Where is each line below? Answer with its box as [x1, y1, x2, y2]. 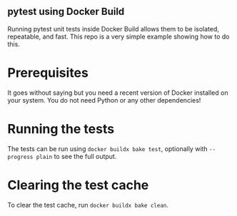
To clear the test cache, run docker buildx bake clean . [7, 200, 169, 209]
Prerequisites [7, 65, 89, 81]
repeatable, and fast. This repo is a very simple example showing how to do [7, 32, 230, 41]
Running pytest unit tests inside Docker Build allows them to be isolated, [7, 24, 220, 33]
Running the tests [7, 120, 115, 137]
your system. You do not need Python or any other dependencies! [7, 96, 201, 104]
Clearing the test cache [7, 177, 149, 193]
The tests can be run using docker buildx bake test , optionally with [7, 144, 208, 153]
